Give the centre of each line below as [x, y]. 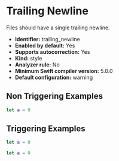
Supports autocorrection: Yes [52, 51]
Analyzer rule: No [37, 65]
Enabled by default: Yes [45, 45]
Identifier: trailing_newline [48, 39]
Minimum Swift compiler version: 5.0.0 [64, 71]
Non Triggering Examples [55, 96]
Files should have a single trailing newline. [58, 28]
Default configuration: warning [54, 77]
